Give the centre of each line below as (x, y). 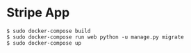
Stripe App (38, 13)
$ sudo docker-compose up (44, 43)
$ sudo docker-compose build (49, 31)
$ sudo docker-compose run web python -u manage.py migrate (95, 37)
